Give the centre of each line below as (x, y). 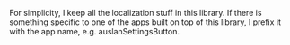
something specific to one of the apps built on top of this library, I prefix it (145, 22)
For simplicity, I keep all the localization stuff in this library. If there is (136, 13)
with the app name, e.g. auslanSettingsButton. (94, 31)
